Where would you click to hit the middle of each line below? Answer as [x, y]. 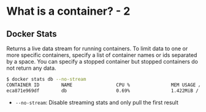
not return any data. [31, 68]
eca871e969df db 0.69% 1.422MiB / [103, 91]
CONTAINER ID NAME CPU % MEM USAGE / [104, 85]
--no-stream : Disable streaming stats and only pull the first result [97, 102]
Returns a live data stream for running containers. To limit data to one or [97, 48]
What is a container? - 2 [68, 11]
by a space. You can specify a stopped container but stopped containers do [102, 62]
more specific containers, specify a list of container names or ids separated [102, 55]
